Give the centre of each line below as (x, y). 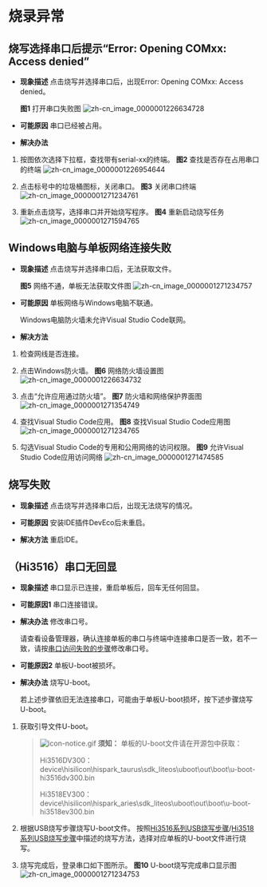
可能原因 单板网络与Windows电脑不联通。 (88, 302)
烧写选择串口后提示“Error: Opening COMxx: (118, 48)
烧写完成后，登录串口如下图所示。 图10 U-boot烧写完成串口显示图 (128, 865)
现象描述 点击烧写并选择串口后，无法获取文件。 (98, 268)
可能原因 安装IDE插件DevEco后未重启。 (84, 522)
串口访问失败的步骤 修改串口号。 (100, 649)
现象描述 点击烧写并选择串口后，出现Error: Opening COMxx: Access (132, 82)
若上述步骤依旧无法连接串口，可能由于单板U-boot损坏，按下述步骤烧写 (136, 699)
